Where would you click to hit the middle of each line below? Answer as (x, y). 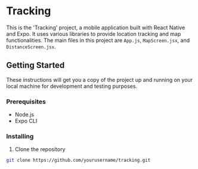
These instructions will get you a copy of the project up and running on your (99, 79)
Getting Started (35, 65)
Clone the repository (40, 149)
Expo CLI (26, 121)
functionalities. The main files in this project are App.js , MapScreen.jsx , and (98, 40)
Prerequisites (26, 102)
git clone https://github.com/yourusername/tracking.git (78, 160)
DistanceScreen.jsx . (31, 47)
